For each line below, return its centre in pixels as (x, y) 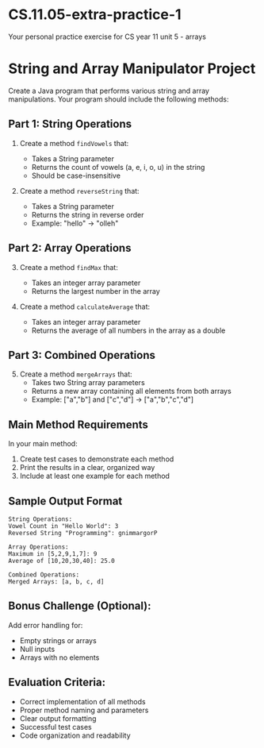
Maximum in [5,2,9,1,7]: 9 (53, 553)
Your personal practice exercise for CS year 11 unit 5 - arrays (107, 37)
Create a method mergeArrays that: (76, 374)
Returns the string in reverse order (88, 214)
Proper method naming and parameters (84, 710)
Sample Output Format (65, 501)
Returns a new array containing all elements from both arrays (131, 391)
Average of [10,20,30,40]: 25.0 (61, 561)
